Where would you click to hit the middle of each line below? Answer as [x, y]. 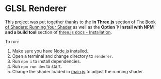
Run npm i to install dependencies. [46, 61]
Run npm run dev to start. [37, 66]
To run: [12, 41]
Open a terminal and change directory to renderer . [62, 56]
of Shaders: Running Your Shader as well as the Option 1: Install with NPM [80, 27]
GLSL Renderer [36, 8]
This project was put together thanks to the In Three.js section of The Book [80, 22]
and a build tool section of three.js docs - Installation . [59, 32]
